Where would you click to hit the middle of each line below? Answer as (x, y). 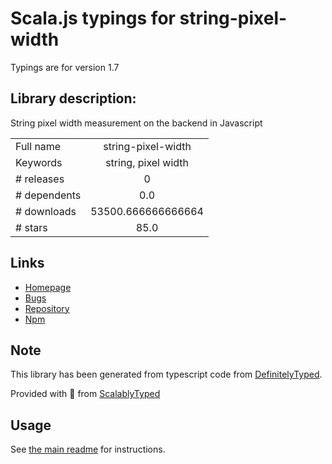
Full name (38, 146)
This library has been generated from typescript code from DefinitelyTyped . (166, 374)
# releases (40, 179)
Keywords (39, 162)
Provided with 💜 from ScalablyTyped (85, 394)
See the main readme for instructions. (88, 449)
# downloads (46, 211)
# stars (31, 227)
